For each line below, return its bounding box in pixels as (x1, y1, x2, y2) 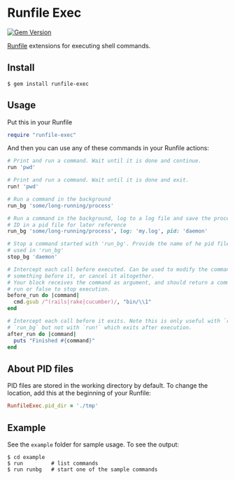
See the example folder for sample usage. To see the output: (7, 440, 180, 449)
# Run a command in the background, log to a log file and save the (7, 214, 211, 221)
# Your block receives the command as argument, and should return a (7, 279, 215, 286)
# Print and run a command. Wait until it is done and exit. (7, 177, 190, 184)
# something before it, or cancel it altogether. (7, 272, 155, 279)
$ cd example (7, 453, 45, 460)
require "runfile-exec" (7, 131, 77, 138)
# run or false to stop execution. (7, 285, 111, 293)
